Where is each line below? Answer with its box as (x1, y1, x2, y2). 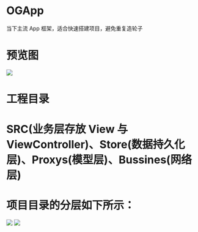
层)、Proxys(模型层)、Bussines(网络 (6, 153, 193, 167)
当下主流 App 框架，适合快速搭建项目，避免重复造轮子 (6, 24, 143, 32)
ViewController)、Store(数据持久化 (6, 138, 185, 152)
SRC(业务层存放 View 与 (6, 122, 128, 137)
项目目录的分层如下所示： (6, 198, 136, 212)
